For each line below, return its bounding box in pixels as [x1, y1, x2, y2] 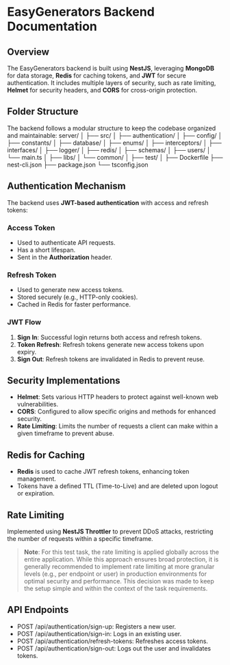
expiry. [16, 348, 37, 356]
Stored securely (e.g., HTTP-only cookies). [16, 293, 138, 302]
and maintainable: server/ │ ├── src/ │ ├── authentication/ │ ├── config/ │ [7, 131, 222, 139]
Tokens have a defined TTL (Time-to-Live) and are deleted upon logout [16, 482, 218, 490]
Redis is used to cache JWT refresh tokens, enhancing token [16, 468, 190, 476]
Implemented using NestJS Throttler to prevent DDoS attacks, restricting [7, 527, 214, 535]
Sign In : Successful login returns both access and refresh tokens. [16, 333, 202, 341]
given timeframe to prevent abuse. [16, 429, 114, 437]
